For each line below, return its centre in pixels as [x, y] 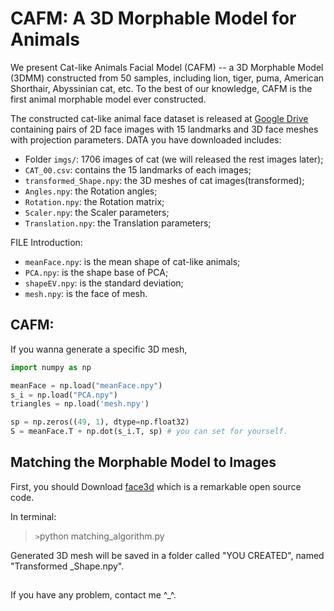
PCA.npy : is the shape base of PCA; [96, 272]
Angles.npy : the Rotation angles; [91, 191]
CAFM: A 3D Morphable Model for [153, 18]
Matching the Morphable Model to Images [143, 462]
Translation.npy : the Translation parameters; [118, 223]
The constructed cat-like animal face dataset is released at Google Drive [159, 118]
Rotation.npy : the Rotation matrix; [94, 201]
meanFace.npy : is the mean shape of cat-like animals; [132, 261]
